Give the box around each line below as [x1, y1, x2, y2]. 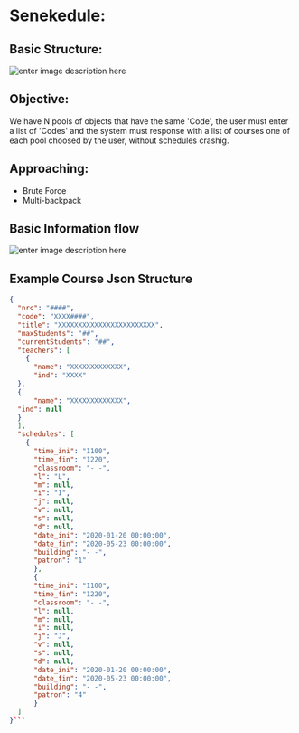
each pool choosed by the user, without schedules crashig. [9, 135, 229, 146]
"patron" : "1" [33, 556, 88, 566]
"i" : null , [33, 624, 75, 633]
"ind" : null [17, 405, 63, 414]
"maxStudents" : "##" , [17, 328, 99, 338]
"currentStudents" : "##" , [17, 337, 116, 347]
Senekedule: [9, 5, 107, 26]
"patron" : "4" [33, 690, 88, 700]
